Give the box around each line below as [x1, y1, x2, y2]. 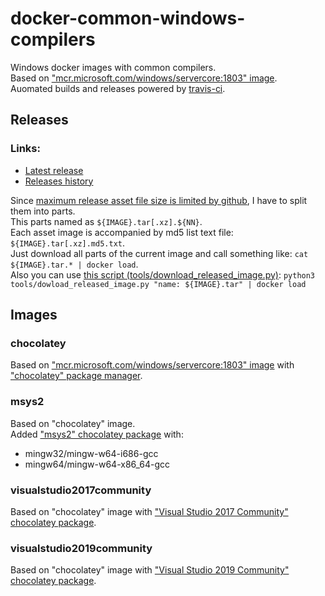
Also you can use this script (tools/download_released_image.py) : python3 [10, 268, 316, 281]
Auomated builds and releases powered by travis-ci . [10, 82, 226, 94]
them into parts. [10, 205, 76, 217]
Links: [10, 142, 41, 156]
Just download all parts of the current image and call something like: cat [10, 247, 309, 259]
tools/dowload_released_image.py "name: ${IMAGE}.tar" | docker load [10, 279, 307, 289]
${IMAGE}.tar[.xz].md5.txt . [10, 237, 126, 249]
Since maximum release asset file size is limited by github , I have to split [10, 194, 308, 206]
